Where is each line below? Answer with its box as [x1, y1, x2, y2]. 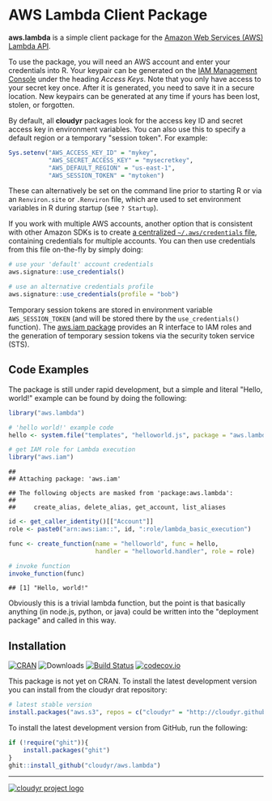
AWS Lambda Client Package [8, 6, 208, 24]
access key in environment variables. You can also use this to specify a [8, 124, 246, 134]
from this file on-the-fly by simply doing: [8, 245, 143, 255]
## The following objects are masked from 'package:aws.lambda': [8, 489, 233, 497]
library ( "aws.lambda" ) [8, 408, 85, 417]
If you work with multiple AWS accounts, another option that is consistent [8, 219, 253, 229]
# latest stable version [8, 700, 92, 709]
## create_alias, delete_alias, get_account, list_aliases [8, 503, 227, 512]
